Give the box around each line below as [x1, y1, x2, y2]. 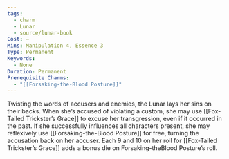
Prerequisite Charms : [7, 74, 70, 82]
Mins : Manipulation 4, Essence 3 [7, 42, 104, 49]
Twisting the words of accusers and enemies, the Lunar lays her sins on [7, 100, 212, 108]
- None [13, 62, 33, 68]
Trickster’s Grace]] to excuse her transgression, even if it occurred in [26, 115, 223, 123]
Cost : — [7, 36, 30, 43]
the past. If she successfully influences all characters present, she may [7, 122, 210, 130]
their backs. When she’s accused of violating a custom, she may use [7, 107, 203, 115]
